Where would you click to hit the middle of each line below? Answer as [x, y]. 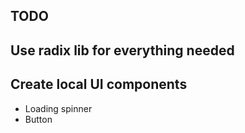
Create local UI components [99, 84]
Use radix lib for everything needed [122, 50]
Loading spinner [58, 108]
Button [38, 119]
